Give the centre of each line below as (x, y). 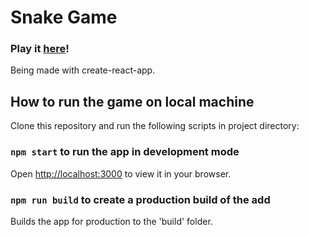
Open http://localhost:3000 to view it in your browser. (121, 173)
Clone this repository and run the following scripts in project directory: (155, 126)
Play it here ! (40, 49)
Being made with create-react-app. (83, 70)
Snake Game (64, 17)
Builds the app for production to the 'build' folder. (111, 221)
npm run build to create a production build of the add (140, 199)
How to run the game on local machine (132, 101)
